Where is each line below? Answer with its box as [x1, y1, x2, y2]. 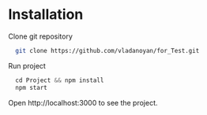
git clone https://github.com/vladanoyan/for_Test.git [15, 46, 200, 54]
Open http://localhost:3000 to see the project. [8, 98, 158, 107]
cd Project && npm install [15, 76, 104, 84]
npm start [15, 83, 47, 91]
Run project [8, 61, 46, 70]
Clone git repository [8, 32, 73, 41]
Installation [8, 6, 84, 24]
